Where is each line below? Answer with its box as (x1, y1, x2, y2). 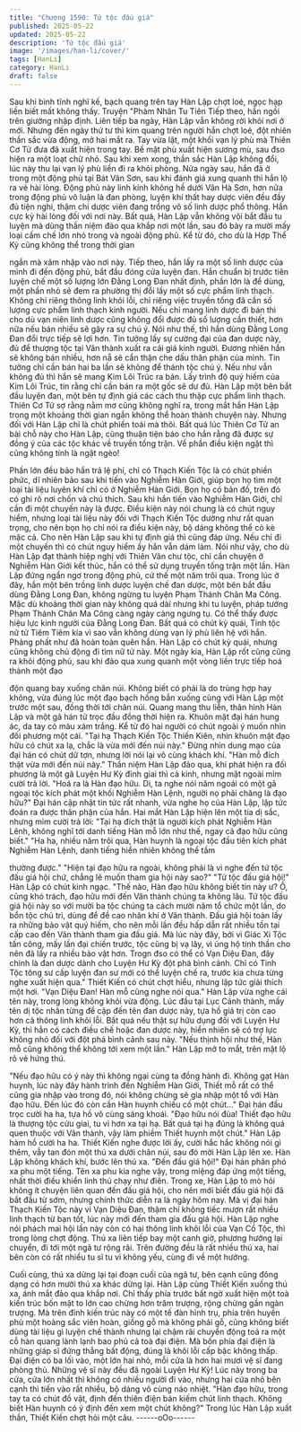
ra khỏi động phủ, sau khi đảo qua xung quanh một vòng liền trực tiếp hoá (9, 655, 282, 666)
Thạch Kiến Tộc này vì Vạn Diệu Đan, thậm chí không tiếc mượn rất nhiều (9, 1204, 279, 1215)
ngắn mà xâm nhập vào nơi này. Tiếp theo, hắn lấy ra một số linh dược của (9, 257, 284, 268)
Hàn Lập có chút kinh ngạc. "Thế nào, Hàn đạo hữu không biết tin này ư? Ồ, (9, 881, 288, 892)
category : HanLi (9, 64, 70, 73)
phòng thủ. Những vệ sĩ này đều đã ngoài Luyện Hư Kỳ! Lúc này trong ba (9, 1364, 278, 1375)
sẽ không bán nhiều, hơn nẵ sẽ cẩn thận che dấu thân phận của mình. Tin (9, 352, 280, 363)
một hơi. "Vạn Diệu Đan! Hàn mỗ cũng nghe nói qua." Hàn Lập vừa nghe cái (9, 986, 288, 997)
